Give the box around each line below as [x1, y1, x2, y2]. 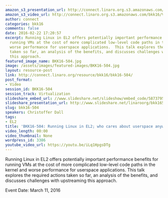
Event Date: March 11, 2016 [5, 187, 61, 193]
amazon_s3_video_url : [5, 12, 50, 17]
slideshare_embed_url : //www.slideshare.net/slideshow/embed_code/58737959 [5, 96, 166, 101]
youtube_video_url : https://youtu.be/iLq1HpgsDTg [5, 142, 111, 148]
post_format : [5, 77, 32, 82]
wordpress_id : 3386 [5, 138, 46, 143]
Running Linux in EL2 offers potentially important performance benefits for [5, 156, 158, 162]
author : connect [5, 17, 39, 22]
